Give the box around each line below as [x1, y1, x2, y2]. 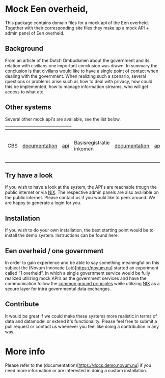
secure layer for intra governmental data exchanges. [5, 286, 111, 291]
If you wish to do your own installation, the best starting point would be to [5, 227, 154, 233]
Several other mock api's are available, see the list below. [5, 116, 121, 122]
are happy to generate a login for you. [5, 200, 82, 206]
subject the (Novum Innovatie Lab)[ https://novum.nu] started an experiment [5, 265, 159, 271]
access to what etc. [5, 88, 45, 94]
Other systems [5, 103, 52, 112]
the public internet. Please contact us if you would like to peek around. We [5, 195, 156, 201]
